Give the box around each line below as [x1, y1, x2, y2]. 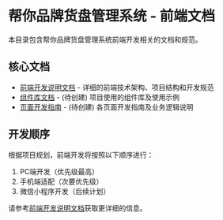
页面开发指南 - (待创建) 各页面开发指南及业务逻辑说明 [19, 102, 194, 111]
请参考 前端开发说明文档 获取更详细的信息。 [8, 203, 147, 213]
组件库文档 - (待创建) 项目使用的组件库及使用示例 [19, 92, 180, 102]
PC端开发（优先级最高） [19, 166, 99, 176]
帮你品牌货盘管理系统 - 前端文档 [8, 7, 216, 25]
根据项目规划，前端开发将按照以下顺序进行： [8, 150, 154, 159]
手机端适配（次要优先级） [19, 177, 104, 186]
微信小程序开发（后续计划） [19, 186, 111, 196]
